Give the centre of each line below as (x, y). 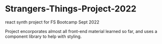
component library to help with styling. (44, 36)
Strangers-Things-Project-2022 (71, 9)
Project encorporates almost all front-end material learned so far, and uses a (81, 31)
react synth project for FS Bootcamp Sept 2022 (52, 22)
